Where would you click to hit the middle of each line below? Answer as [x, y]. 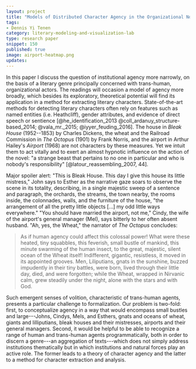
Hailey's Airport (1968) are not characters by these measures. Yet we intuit [96, 145]
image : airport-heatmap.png [40, 55]
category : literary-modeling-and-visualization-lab [70, 33]
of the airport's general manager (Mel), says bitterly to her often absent [92, 219]
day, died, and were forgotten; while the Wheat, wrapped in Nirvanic [102, 274]
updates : [17, 60]
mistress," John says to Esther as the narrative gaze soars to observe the [94, 181]
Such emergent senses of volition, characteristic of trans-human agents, [93, 297]
